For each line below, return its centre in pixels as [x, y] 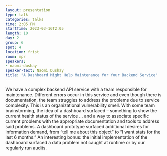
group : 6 [14, 43]
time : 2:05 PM [20, 24]
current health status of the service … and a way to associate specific [77, 116]
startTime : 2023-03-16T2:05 [35, 29]
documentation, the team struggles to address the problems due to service [82, 100]
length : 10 [17, 33]
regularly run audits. [26, 148]
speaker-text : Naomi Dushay [35, 71]
